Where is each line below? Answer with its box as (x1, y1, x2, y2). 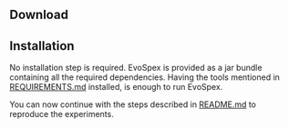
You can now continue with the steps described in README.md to (9, 99, 257, 110)
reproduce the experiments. (9, 109, 114, 120)
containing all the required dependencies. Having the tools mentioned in (9, 72, 281, 83)
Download (9, 7, 68, 23)
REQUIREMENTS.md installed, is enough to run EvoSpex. (9, 82, 223, 93)
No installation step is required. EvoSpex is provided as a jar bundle (9, 63, 263, 74)
